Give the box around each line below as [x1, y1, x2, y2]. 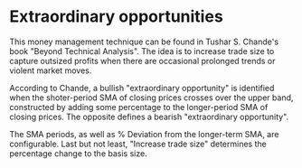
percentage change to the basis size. [9, 147, 147, 159]
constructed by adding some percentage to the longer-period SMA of [9, 101, 269, 112]
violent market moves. [9, 65, 92, 76]
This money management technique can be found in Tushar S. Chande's [9, 36, 278, 47]
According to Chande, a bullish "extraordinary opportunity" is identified [9, 82, 275, 93]
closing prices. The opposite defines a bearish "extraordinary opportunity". [9, 111, 289, 122]
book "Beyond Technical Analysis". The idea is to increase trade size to [9, 45, 275, 56]
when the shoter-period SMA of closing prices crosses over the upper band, [9, 92, 294, 103]
